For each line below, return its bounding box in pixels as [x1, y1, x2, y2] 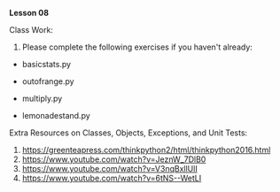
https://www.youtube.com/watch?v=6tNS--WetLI [21, 173, 202, 183]
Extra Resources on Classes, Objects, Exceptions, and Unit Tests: [9, 127, 248, 138]
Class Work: [9, 25, 53, 35]
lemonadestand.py [21, 111, 90, 120]
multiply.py [21, 93, 63, 104]
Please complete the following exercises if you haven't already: [21, 42, 253, 52]
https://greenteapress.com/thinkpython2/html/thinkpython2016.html [21, 145, 271, 155]
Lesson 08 [9, 8, 50, 18]
